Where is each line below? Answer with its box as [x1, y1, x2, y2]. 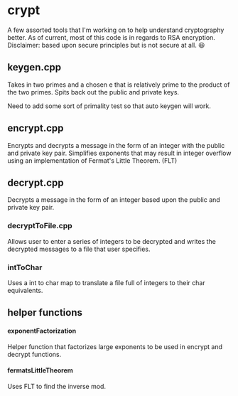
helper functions [7, 306, 83, 319]
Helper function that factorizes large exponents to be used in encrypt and [7, 342, 222, 350]
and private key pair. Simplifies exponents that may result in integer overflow [7, 149, 232, 157]
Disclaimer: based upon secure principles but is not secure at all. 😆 [7, 41, 205, 49]
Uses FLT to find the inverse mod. [7, 382, 107, 390]
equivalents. [7, 286, 43, 294]
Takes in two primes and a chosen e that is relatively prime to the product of [7, 80, 230, 89]
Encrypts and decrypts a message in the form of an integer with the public [7, 141, 225, 149]
